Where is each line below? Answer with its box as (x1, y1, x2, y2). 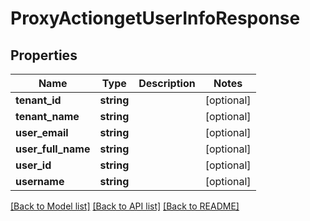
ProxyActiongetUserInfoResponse (10, 7, 301, 30)
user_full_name (15, 142, 91, 156)
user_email (15, 126, 69, 139)
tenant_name (15, 110, 80, 123)
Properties (10, 47, 78, 64)
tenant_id (15, 93, 62, 107)
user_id (15, 158, 52, 172)
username (15, 175, 65, 188)
